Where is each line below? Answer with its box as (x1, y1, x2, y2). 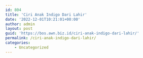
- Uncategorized (14, 45, 49, 50)
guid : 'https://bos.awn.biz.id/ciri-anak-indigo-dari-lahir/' (5, 31, 139, 36)
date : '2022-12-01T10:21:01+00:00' (5, 17, 81, 22)
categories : (5, 40, 30, 45)
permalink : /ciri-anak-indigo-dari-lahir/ (5, 36, 96, 41)
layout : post (5, 26, 33, 31)
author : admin (5, 21, 35, 27)
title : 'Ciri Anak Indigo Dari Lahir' (5, 12, 87, 17)
